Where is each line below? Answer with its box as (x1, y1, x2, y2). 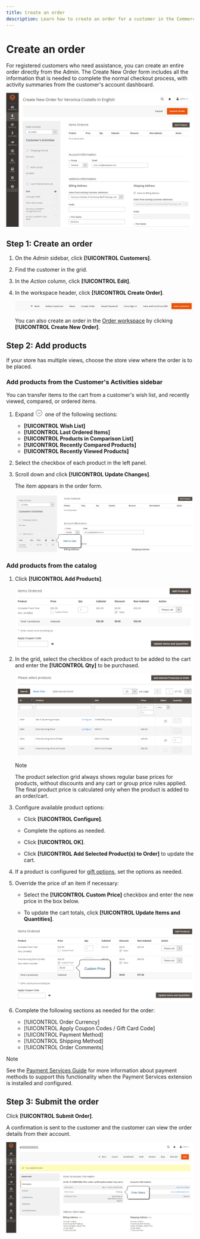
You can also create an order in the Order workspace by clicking (14, 317, 173, 324)
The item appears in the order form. (14, 482, 103, 489)
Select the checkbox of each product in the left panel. (14, 459, 147, 466)
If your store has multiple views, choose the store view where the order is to (6, 356, 192, 363)
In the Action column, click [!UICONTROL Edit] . (14, 278, 131, 285)
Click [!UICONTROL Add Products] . (14, 575, 103, 582)
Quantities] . (23, 916, 54, 923)
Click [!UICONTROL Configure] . (23, 815, 103, 823)
